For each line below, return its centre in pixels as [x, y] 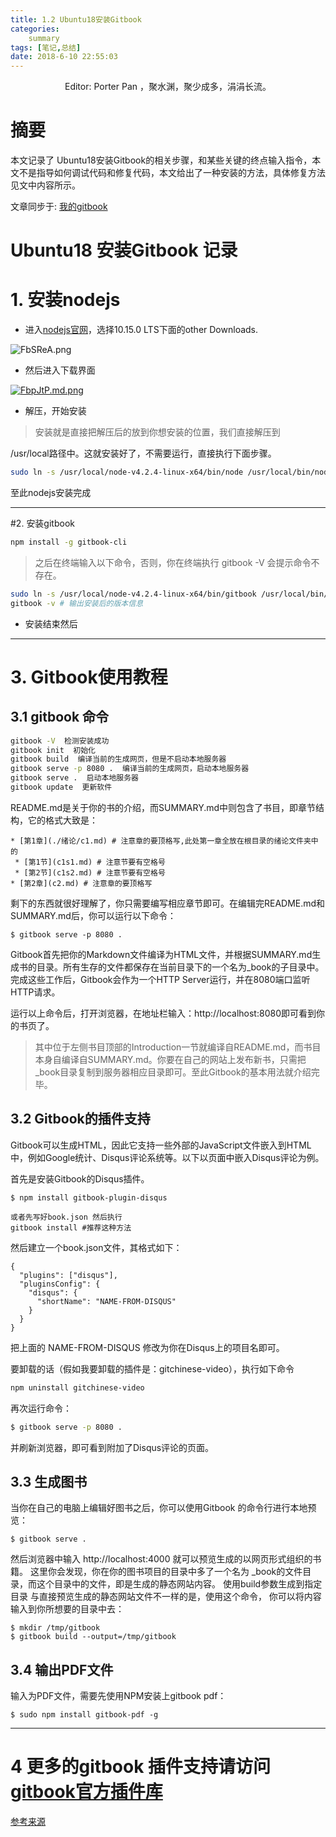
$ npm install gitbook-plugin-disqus [89, 1197]
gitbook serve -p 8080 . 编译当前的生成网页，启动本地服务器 [130, 769]
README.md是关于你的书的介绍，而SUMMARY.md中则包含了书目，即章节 [163, 807]
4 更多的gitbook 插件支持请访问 [141, 1767]
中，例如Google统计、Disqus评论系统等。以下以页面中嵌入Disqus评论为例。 [167, 1157]
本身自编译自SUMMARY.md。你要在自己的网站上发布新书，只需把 [170, 1059]
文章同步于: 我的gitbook [59, 207]
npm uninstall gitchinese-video [77, 1387]
